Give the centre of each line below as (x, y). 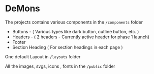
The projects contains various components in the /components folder (74, 22)
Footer (19, 42)
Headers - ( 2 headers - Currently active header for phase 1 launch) (81, 37)
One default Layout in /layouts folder (43, 56)
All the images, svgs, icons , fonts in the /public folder (60, 66)
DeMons (23, 9)
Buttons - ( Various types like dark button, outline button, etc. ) (76, 31)
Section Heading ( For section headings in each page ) (67, 47)
